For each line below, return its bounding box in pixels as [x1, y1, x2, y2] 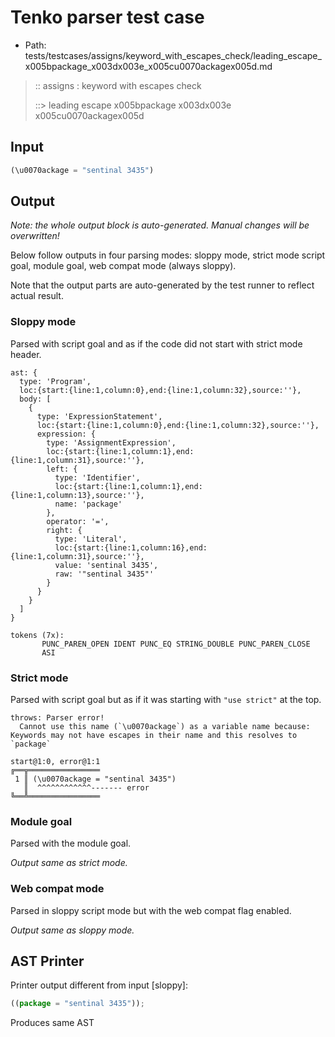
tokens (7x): [10, 630, 65, 640]
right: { [46, 525, 83, 535]
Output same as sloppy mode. [10, 924, 135, 936]
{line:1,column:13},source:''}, [10, 490, 145, 500]
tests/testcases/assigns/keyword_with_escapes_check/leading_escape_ [24, 49, 322, 61]
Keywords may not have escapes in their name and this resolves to [10, 731, 298, 741]
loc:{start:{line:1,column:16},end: [54, 542, 208, 553]
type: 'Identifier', [54, 472, 141, 483]
